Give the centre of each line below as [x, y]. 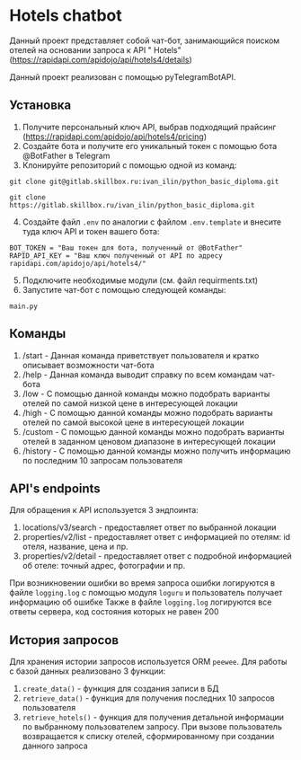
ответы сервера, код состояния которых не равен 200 [114, 612]
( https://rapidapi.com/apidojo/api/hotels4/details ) [101, 59]
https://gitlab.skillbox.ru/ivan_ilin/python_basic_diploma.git [132, 205]
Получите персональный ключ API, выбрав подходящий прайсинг [149, 127]
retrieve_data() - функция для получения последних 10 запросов [149, 698]
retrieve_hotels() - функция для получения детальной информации [153, 717]
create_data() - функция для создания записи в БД [120, 689]
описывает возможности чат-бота [88, 365]
